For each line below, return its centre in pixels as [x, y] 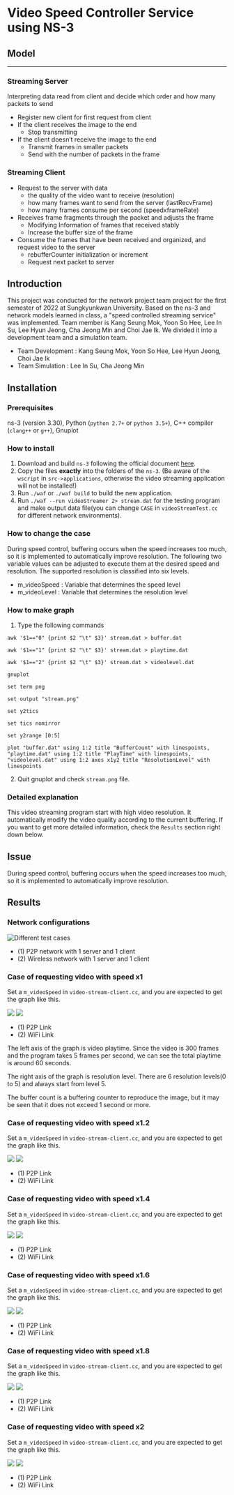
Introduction [35, 284]
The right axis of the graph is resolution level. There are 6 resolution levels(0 [117, 1076]
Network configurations [49, 922]
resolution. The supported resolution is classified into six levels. [98, 571]
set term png [26, 686]
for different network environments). [69, 516]
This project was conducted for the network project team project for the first [117, 301]
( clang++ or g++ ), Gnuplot [43, 430]
